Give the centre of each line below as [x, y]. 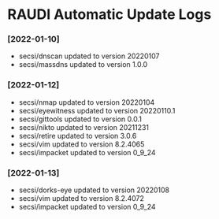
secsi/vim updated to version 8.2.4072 [82, 199]
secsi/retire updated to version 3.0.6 [78, 135]
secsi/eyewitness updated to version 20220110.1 [97, 110]
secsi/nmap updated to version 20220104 [87, 102]
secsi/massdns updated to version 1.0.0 [83, 65]
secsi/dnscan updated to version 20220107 [89, 56]
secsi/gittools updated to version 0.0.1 [80, 119]
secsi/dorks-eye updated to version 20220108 [94, 190]
